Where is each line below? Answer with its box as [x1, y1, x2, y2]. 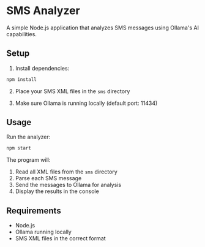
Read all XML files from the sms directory [15, 168, 117, 175]
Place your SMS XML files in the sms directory [15, 87, 130, 95]
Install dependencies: [15, 64, 70, 72]
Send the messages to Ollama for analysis [15, 181, 121, 189]
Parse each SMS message [15, 175, 82, 182]
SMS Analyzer [6, 4, 81, 18]
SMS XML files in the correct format [15, 235, 106, 242]
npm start [6, 145, 32, 151]
